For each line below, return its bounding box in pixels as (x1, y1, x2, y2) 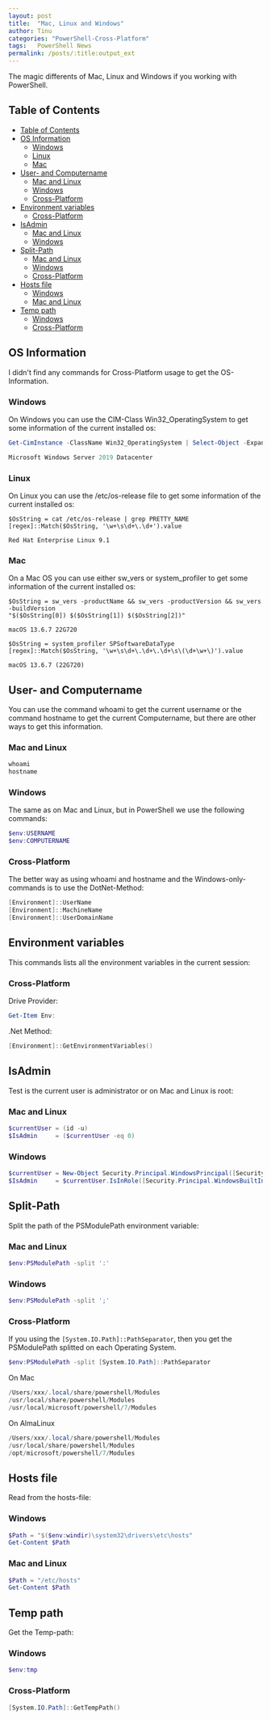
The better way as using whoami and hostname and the (8, 875, 194, 884)
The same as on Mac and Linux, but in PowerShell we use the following (8, 805, 244, 815)
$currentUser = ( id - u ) (8, 1124, 89, 1132)
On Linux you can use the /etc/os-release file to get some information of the (8, 491, 261, 500)
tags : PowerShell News (8, 42, 92, 50)
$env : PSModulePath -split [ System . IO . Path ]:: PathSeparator (8, 1359, 211, 1367)
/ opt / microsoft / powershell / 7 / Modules (8, 1448, 135, 1457)
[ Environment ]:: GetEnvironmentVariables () (8, 1042, 153, 1051)
